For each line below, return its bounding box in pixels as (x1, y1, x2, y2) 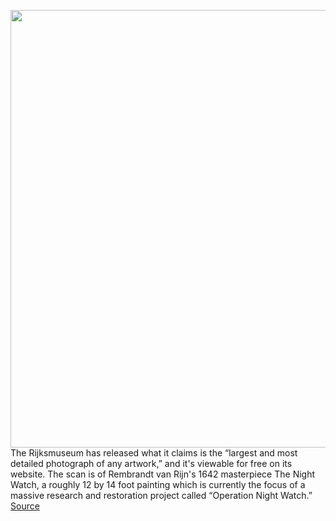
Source (10, 500, 40, 512)
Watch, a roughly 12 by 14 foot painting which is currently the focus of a (10, 479, 306, 490)
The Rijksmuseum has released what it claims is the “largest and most (10, 447, 298, 459)
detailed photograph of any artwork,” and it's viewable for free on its (10, 458, 293, 469)
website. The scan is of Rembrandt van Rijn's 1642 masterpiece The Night (10, 468, 316, 480)
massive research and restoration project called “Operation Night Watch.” (10, 490, 313, 501)
